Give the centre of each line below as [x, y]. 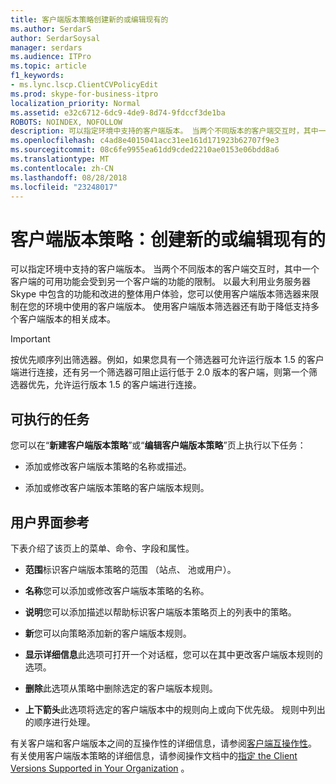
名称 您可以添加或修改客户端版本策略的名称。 [117, 590]
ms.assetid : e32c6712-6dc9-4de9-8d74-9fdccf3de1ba [118, 112]
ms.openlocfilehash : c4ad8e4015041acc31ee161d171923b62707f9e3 [145, 141]
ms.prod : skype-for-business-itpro [84, 94]
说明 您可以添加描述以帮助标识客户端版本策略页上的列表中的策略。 [160, 612]
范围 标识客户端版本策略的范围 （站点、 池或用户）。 [130, 569]
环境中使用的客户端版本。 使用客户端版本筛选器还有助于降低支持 [177, 307]
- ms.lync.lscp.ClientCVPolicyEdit [84, 85]
